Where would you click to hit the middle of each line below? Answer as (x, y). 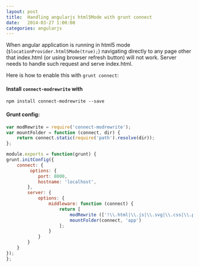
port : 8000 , (52, 176)
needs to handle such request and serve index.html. (70, 64)
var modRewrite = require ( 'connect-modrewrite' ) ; (69, 127)
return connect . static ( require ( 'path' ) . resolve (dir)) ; (86, 138)
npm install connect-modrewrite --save (55, 101)
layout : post (22, 12)
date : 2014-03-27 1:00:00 (41, 22)
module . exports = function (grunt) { (51, 155)
